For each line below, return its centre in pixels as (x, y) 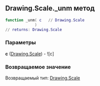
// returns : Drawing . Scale (34, 30)
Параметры (21, 43)
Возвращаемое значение (38, 67)
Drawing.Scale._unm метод (50, 8)
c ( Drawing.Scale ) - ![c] (30, 53)
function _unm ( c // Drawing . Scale (45, 20)
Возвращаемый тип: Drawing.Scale (43, 78)
